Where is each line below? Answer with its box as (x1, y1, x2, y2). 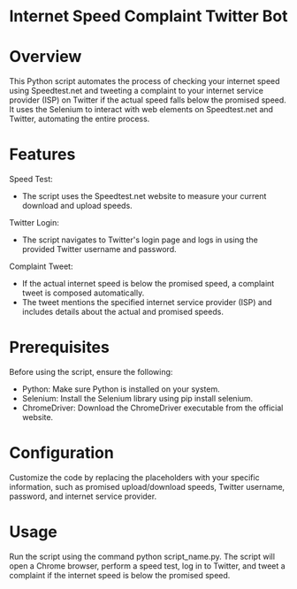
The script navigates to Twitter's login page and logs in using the (21, 234, 258, 245)
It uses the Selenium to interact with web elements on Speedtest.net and (9, 104, 274, 115)
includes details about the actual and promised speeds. (21, 307, 224, 317)
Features (9, 144, 76, 164)
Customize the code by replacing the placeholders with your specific (9, 471, 260, 483)
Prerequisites (9, 338, 110, 357)
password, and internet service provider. (9, 491, 157, 501)
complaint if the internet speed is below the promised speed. (9, 570, 231, 580)
